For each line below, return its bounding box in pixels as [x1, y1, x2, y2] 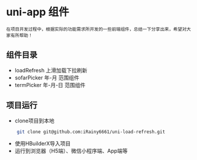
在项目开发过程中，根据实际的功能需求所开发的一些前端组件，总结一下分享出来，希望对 [6, 26, 187, 32]
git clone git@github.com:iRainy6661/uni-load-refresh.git [17, 129, 166, 135]
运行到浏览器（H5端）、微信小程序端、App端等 [14, 148, 128, 155]
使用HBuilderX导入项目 [14, 140, 71, 147]
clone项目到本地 [14, 117, 55, 124]
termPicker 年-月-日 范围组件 [14, 81, 86, 88]
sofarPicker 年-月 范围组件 [14, 74, 80, 81]
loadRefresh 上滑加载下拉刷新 [14, 66, 88, 74]
